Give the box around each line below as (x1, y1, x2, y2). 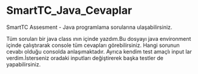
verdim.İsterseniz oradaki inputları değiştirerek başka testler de (6, 54, 163, 61)
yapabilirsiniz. (6, 61, 41, 68)
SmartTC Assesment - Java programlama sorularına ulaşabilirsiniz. (6, 23, 173, 31)
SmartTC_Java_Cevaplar (6, 4, 132, 17)
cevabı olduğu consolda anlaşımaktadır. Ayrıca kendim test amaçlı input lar (6, 48, 192, 55)
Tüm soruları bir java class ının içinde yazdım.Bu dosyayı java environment (6, 35, 191, 42)
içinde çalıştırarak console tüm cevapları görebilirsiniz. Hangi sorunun (6, 42, 180, 49)
